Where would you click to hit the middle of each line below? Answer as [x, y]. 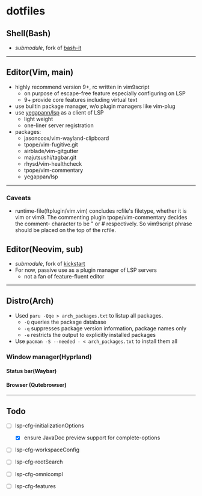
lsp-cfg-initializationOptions [49, 425]
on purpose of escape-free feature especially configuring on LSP [105, 93]
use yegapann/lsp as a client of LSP [59, 112]
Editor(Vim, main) [40, 73]
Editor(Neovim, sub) [45, 249]
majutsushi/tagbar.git [50, 157]
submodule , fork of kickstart [50, 263]
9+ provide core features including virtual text [81, 99]
